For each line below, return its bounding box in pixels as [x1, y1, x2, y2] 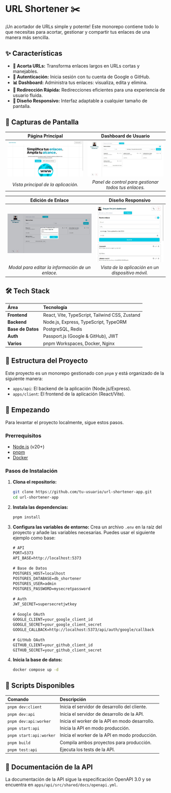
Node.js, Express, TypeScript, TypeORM [43, 319, 127, 325]
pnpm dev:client [7, 704, 42, 710]
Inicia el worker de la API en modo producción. [60, 732, 157, 738]
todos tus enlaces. [106, 184, 145, 190]
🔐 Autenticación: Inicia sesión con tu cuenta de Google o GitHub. [12, 74, 151, 80]
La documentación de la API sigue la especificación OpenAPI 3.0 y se [5, 776, 151, 782]
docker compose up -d [12, 667, 59, 672]
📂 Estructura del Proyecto [5, 357, 88, 365]
